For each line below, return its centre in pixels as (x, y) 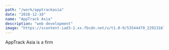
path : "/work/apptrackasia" (35, 10)
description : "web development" (39, 24)
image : (12, 28)
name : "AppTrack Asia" (29, 19)
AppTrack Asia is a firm (29, 42)
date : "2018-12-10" (26, 14)
